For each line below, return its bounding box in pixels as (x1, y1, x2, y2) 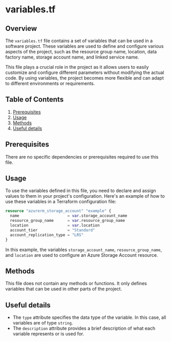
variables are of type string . (12, 320, 73, 326)
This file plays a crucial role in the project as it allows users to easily (5, 64, 149, 70)
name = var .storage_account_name (10, 213, 127, 219)
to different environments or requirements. (5, 81, 95, 86)
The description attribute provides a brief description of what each (12, 325, 156, 332)
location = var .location (10, 223, 100, 228)
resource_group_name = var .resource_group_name (10, 218, 125, 223)
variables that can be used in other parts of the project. (5, 286, 122, 292)
